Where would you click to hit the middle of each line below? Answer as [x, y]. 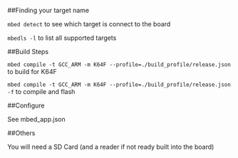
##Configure [26, 105]
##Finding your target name [48, 10]
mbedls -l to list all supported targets [62, 38]
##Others [21, 133]
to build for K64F [32, 72]
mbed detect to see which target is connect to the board [89, 24]
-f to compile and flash [41, 91]
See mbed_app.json [36, 119]
